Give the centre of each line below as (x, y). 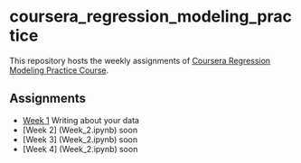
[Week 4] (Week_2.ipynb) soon (80, 149)
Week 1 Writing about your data (81, 120)
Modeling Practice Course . (59, 70)
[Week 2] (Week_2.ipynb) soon (80, 130)
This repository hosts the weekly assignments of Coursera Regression (140, 60)
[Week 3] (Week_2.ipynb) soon (80, 139)
